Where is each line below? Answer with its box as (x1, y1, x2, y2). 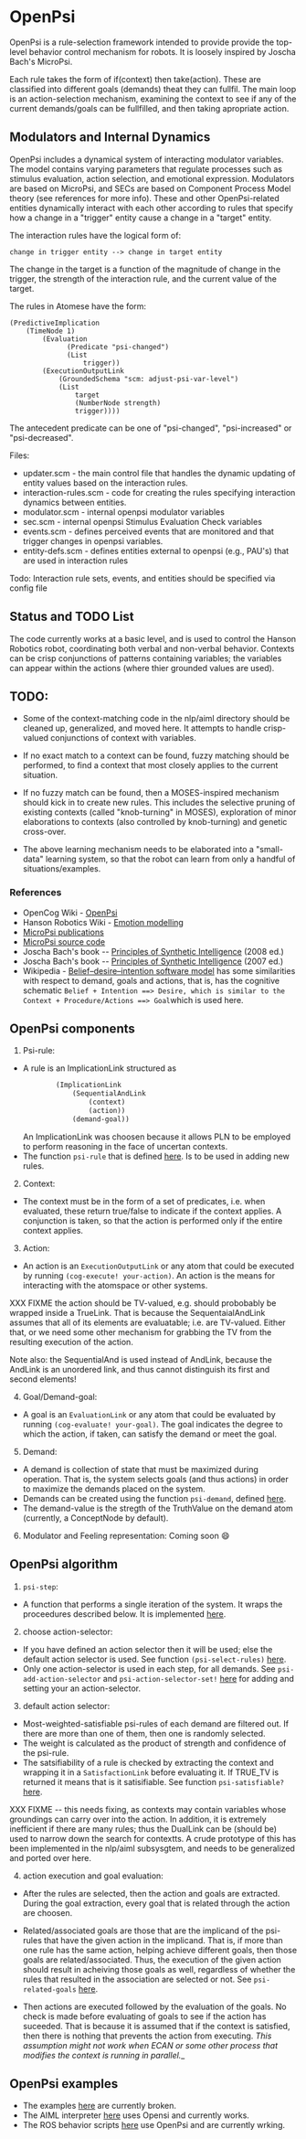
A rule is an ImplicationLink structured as (22, 1063, 176, 1074)
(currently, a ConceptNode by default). (22, 1512, 169, 1524)
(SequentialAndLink (71, 1089, 146, 1098)
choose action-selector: (22, 1626, 113, 1637)
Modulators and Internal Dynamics (9, 130, 211, 145)
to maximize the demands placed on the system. (22, 1483, 206, 1494)
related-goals (22, 1984, 77, 1995)
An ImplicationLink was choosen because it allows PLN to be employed (22, 1131, 290, 1142)
